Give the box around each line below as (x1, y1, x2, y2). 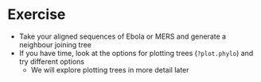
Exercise (7, 6, 66, 24)
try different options (18, 57, 85, 66)
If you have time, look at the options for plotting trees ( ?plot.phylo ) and (18, 48, 254, 58)
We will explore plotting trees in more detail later (30, 65, 189, 74)
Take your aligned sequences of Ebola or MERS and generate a (18, 32, 227, 41)
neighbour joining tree (18, 39, 92, 49)
